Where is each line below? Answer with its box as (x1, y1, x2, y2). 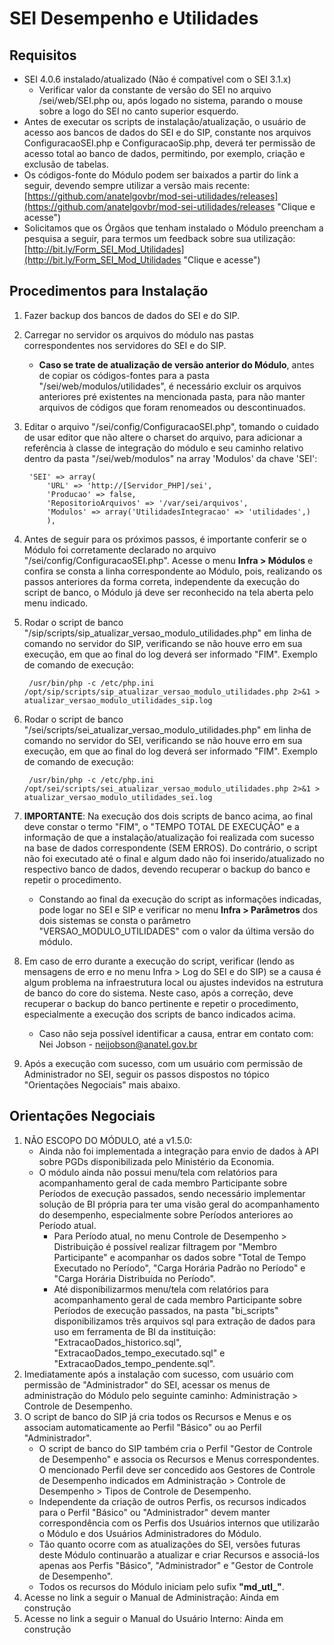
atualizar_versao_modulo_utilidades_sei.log (23, 792, 213, 802)
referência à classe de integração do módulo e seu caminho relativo (23, 442, 304, 454)
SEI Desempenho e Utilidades (9, 7, 259, 30)
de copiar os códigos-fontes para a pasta (38, 369, 210, 381)
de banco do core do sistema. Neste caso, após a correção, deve (23, 987, 294, 999)
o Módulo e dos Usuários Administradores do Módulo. (38, 1527, 262, 1539)
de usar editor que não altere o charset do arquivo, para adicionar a (23, 431, 303, 443)
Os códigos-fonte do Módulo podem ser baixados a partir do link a (23, 169, 299, 181)
